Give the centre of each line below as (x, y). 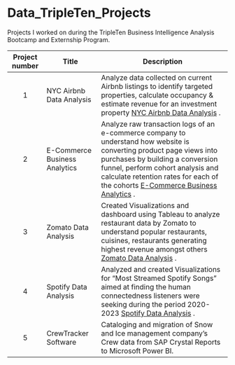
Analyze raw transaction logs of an (158, 124)
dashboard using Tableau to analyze (161, 214)
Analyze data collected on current (156, 77)
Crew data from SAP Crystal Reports (161, 342)
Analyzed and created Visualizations (161, 269)
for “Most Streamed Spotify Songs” (159, 278)
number (25, 66)
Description (163, 61)
